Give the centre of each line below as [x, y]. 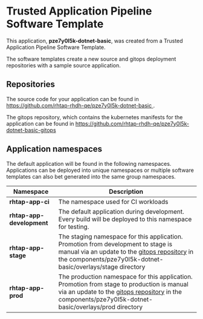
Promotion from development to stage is [115, 244]
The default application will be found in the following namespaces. [89, 163]
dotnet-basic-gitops [31, 130]
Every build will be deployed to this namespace [125, 219]
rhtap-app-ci [29, 202]
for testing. [74, 226]
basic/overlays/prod [87, 307]
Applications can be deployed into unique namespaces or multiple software [100, 170]
